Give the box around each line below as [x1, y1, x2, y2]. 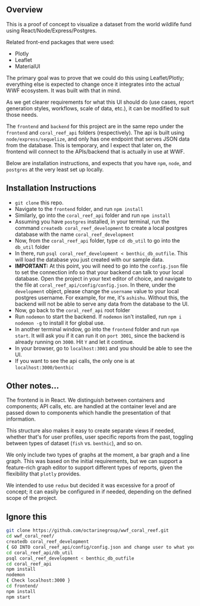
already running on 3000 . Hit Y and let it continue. [14, 338, 135, 345]
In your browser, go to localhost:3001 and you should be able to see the [14, 344, 192, 352]
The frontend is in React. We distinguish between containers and [6, 396, 165, 404]
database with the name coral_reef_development [14, 231, 135, 238]
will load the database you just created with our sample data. [14, 256, 164, 263]
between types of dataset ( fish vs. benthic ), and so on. [6, 440, 143, 447]
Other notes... [6, 381, 60, 391]
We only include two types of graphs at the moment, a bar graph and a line [6, 451, 190, 458]
